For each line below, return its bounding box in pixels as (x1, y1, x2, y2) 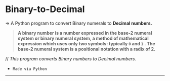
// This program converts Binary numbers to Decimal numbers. (5, 55, 137, 61)
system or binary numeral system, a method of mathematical (17, 35, 149, 41)
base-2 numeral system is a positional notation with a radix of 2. (17, 46, 156, 52)
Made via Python (12, 66, 47, 71)
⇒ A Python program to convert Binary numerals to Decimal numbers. (5, 20, 152, 26)
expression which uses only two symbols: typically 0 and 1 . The (17, 40, 155, 46)
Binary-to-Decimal (5, 4, 85, 15)
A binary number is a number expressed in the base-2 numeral (17, 30, 152, 36)
